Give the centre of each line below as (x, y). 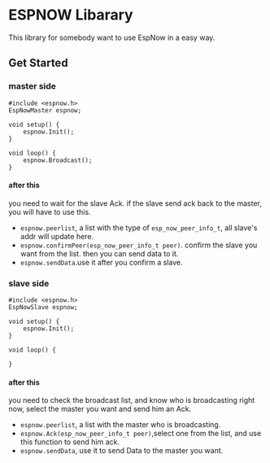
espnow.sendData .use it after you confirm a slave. (101, 262)
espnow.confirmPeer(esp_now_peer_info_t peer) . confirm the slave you (139, 245)
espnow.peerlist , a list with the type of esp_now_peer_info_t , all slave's (139, 227)
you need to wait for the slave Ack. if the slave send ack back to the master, (135, 203)
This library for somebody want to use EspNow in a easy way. (112, 37)
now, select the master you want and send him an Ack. (100, 409)
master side (33, 86)
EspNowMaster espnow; (45, 110)
